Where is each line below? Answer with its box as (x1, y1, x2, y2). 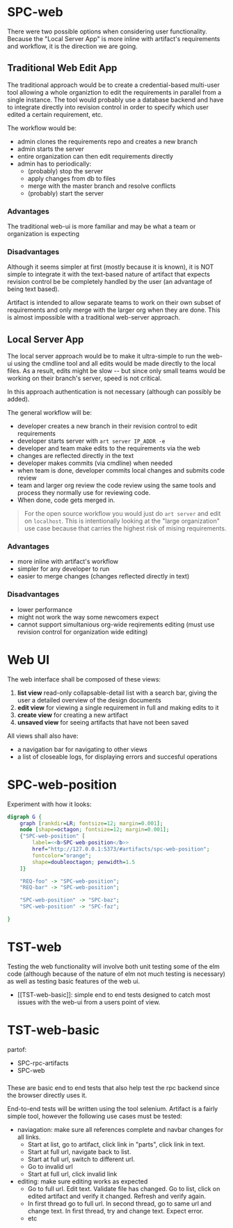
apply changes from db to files (27, 174, 116, 182)
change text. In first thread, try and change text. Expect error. (27, 1206, 204, 1215)
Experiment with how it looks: (7, 800, 92, 808)
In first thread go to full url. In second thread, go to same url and (27, 1199, 212, 1208)
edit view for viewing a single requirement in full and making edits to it (17, 703, 219, 711)
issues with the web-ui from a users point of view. (17, 998, 161, 1006)
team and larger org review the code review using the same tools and (17, 481, 216, 489)
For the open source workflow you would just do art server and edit (24, 510, 221, 518)
